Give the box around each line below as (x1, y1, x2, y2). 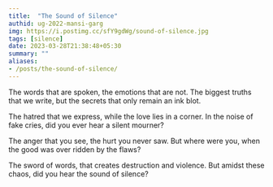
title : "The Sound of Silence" (8, 11, 118, 20)
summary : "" (8, 50, 49, 58)
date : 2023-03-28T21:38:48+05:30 (8, 42, 122, 50)
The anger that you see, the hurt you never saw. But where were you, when (8, 136, 261, 146)
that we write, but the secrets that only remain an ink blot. (8, 95, 201, 106)
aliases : (8, 58, 38, 66)
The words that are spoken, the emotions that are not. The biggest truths (8, 87, 252, 97)
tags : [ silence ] (8, 34, 63, 43)
